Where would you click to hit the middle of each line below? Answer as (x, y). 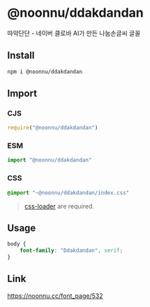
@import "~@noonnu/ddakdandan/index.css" (68, 193)
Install (21, 56)
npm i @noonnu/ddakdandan (45, 71)
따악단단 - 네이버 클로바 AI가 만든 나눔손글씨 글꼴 (74, 33)
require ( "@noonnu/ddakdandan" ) (53, 128)
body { (17, 244)
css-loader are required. (59, 206)
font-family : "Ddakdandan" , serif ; (72, 251)
